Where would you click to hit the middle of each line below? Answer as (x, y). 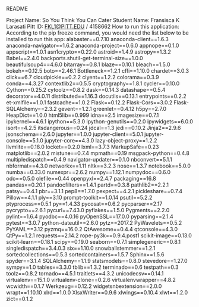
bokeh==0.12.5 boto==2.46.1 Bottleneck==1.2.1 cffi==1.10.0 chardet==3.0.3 (97, 71)
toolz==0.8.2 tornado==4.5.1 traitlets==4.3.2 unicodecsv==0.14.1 (85, 273)
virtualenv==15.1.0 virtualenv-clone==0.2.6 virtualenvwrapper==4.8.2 (91, 280)
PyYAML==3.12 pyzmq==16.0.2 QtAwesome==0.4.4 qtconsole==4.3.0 (92, 229)
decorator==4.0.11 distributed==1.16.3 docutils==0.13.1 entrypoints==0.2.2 (96, 96)
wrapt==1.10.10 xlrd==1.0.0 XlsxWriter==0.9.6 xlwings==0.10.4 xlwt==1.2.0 (97, 292)
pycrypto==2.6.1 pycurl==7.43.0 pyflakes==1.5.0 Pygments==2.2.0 (88, 210)
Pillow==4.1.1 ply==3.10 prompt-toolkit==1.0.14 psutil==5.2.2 (79, 197)
